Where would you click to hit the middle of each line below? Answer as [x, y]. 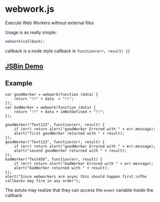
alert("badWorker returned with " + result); [62, 168]
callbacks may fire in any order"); [43, 181]
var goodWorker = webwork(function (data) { [52, 95]
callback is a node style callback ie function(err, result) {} [68, 51]
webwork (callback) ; [25, 41]
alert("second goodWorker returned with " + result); [70, 151]
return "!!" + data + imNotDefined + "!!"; [60, 112]
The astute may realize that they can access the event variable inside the [79, 190]
